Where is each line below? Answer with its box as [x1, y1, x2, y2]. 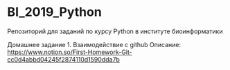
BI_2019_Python [7, 4, 102, 20]
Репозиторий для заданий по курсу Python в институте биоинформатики [7, 27, 223, 35]
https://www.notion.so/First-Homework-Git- [7, 48, 133, 56]
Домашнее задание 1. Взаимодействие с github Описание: [7, 40, 182, 49]
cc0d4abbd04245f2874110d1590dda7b [7, 55, 120, 63]
